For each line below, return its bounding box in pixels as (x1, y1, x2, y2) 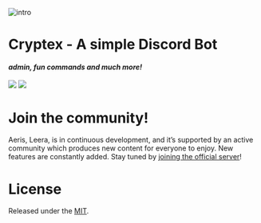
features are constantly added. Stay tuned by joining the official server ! (8, 152, 242, 162)
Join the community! (8, 108, 149, 127)
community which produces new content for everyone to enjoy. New (8, 143, 234, 153)
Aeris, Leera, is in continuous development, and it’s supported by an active (8, 135, 254, 145)
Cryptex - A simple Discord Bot (8, 36, 218, 53)
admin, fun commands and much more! (8, 62, 143, 72)
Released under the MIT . (8, 206, 89, 216)
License (8, 180, 62, 198)
